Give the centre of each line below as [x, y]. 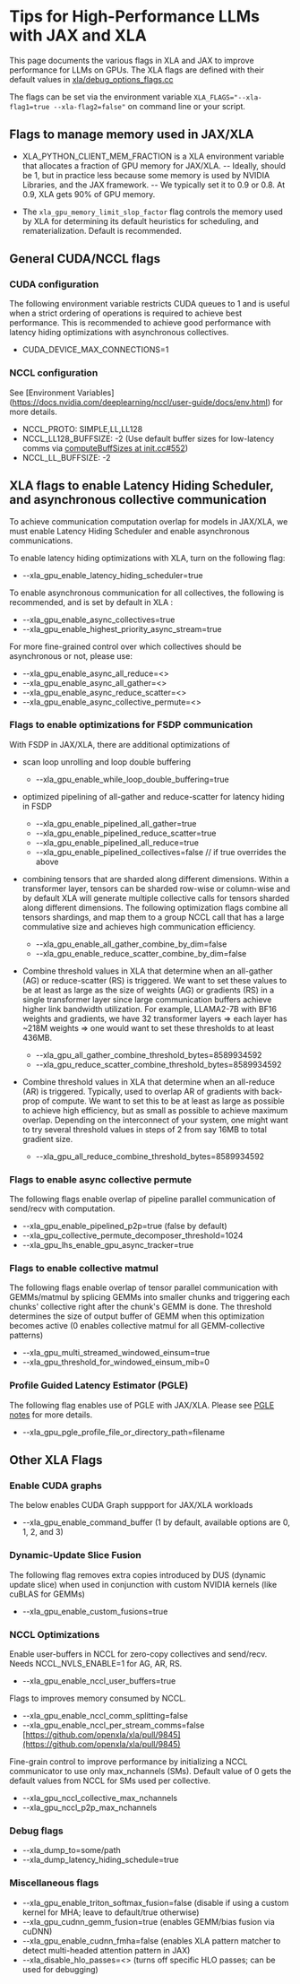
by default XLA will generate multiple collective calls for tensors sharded [156, 897]
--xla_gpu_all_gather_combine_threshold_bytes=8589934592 [149, 1054]
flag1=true [30, 107]
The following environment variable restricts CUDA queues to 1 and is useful [150, 304]
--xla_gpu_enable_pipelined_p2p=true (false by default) [124, 1226]
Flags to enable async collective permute [101, 1179]
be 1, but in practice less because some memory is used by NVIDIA [146, 175]
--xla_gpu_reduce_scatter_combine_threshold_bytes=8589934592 [159, 1064]
